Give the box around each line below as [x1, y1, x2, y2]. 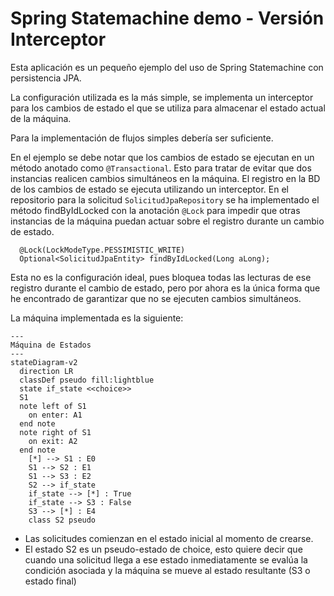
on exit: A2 [28, 436, 78, 446]
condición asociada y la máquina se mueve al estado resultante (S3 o [24, 564, 311, 576]
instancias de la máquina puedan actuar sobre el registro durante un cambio [10, 215, 325, 227]
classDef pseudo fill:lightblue [19, 375, 155, 385]
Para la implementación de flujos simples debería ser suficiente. [10, 132, 274, 144]
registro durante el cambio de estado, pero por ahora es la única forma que [10, 282, 321, 294]
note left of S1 [19, 401, 87, 411]
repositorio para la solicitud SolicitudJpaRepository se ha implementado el [10, 193, 320, 206]
